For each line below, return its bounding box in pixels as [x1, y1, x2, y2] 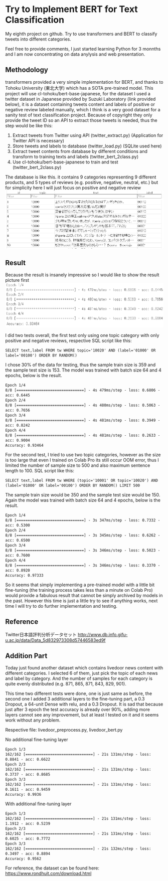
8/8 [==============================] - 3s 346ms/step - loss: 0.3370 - [5, 563, 160, 568]
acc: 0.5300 [5, 522, 30, 527]
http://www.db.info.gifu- [77, 631, 128, 637]
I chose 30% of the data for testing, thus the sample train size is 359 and [5, 362, 156, 368]
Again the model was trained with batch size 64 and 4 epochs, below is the [5, 497, 160, 503]
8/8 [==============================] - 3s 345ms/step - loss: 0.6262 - [5, 533, 160, 538]
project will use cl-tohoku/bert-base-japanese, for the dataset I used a [5, 90, 150, 96]
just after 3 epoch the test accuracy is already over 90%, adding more [5, 707, 150, 713]
